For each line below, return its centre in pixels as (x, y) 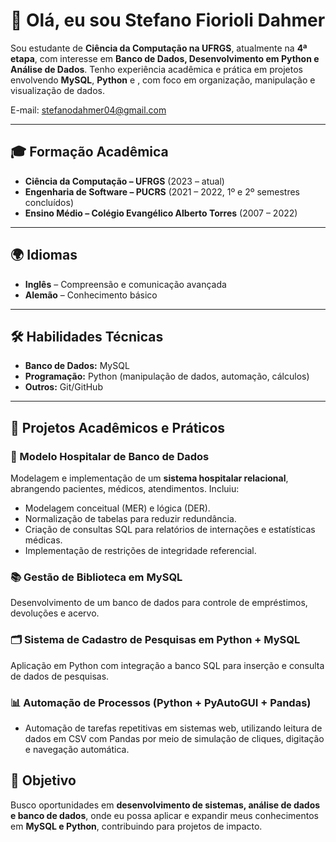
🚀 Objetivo (43, 780)
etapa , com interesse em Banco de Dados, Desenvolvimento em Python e (165, 58)
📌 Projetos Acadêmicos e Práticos (118, 427)
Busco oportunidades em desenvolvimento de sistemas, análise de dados (165, 805)
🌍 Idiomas (44, 255)
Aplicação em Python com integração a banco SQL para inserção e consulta (167, 665)
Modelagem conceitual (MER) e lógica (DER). (117, 508)
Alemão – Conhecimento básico (91, 295)
